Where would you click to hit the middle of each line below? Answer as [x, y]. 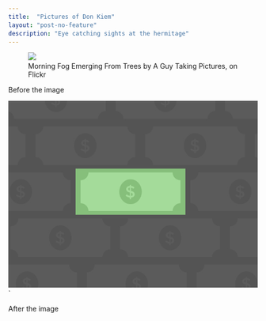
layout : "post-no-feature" [53, 25]
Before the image [36, 90]
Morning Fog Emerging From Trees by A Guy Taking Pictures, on [133, 66]
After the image [34, 309]
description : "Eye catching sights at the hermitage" [99, 33]
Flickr [37, 74]
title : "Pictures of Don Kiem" [61, 17]
